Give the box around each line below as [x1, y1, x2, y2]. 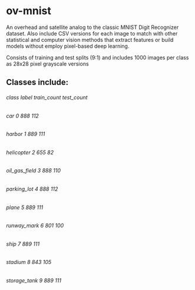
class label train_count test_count [6, 93, 88, 101]
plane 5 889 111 [6, 204, 44, 211]
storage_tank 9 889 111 [6, 277, 62, 284]
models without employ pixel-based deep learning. [6, 43, 130, 50]
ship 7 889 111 [6, 240, 40, 247]
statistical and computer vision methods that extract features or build [6, 36, 174, 43]
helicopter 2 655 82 [6, 149, 54, 156]
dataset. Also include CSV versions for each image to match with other [6, 30, 178, 37]
